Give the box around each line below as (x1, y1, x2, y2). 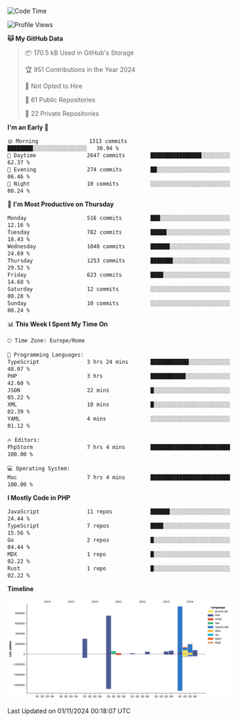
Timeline (7, 585, 34, 593)
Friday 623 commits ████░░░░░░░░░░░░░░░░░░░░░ (7, 271, 231, 279)
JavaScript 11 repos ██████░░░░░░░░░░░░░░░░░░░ (7, 508, 231, 515)
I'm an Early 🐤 (7, 123, 49, 131)
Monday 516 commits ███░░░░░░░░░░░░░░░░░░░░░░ (7, 215, 231, 222)
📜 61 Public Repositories (24, 96, 96, 104)
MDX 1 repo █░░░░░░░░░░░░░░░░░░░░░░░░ (7, 551, 231, 558)
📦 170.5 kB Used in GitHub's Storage (24, 48, 134, 57)
